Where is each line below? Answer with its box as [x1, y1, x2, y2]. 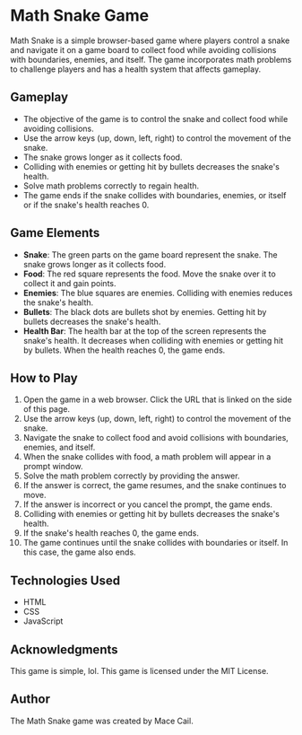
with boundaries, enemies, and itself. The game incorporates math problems [10, 54, 292, 65]
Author [10, 692, 50, 707]
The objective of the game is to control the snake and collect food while [22, 113, 289, 124]
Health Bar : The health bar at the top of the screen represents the [22, 325, 267, 337]
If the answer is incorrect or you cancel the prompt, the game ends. [22, 499, 272, 510]
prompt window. [22, 461, 83, 472]
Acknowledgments [10, 642, 119, 657]
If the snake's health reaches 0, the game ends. [22, 528, 200, 538]
